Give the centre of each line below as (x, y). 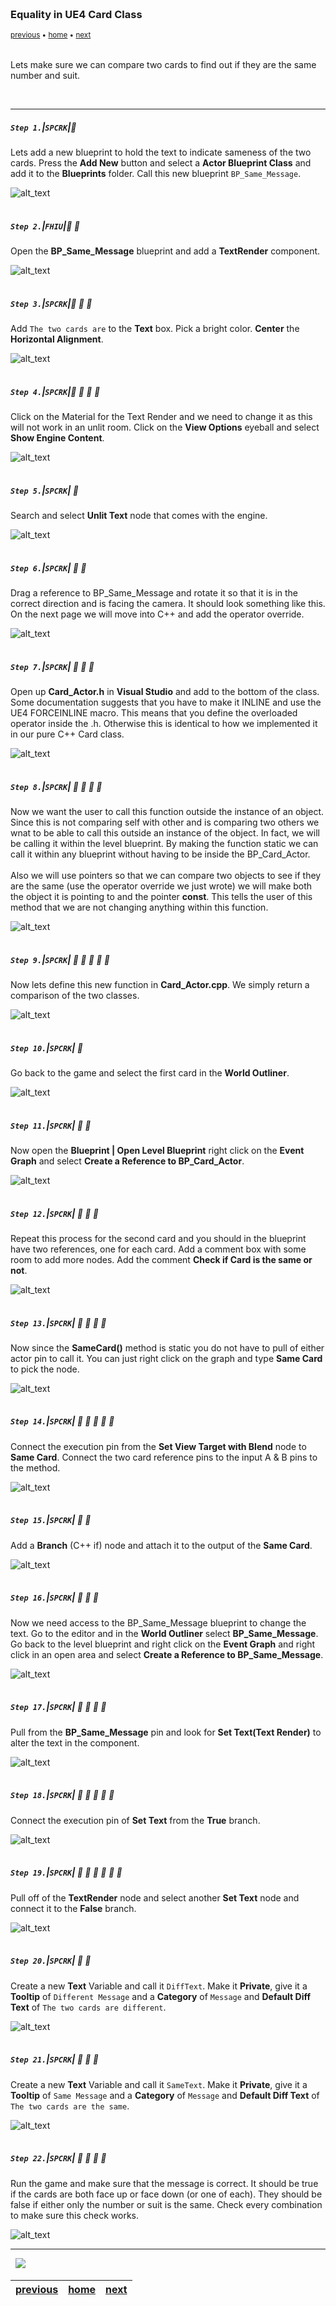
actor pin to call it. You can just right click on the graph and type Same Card (166, 1358)
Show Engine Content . (57, 438)
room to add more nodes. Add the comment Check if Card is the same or (161, 1259)
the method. (35, 1467)
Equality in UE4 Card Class (76, 14)
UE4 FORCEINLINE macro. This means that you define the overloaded (154, 713)
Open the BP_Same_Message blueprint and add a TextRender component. (165, 251)
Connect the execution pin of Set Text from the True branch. (135, 1820)
